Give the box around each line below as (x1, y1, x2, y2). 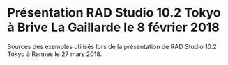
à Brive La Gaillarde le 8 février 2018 (7, 19, 220, 35)
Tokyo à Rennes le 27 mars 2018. (7, 50, 102, 58)
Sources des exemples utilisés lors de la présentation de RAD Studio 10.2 (7, 42, 218, 50)
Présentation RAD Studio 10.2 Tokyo (7, 5, 221, 21)
